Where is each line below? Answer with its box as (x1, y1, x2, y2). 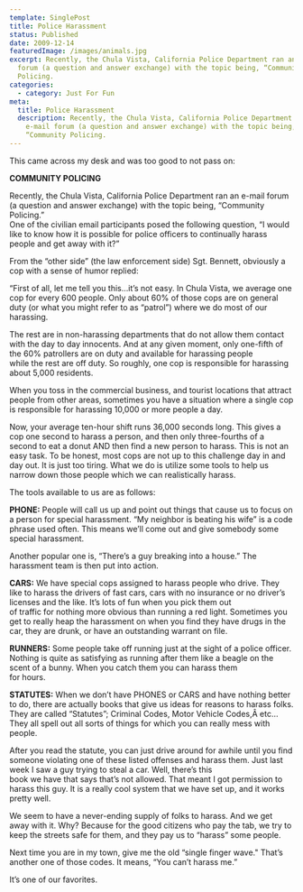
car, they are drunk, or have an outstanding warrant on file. (9, 625, 228, 636)
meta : (9, 97, 30, 106)
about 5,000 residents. (9, 367, 94, 378)
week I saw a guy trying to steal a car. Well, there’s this (9, 764, 213, 775)
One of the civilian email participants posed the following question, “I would (9, 218, 290, 230)
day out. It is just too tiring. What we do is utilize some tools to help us (9, 459, 269, 470)
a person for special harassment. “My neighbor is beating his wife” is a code (9, 513, 293, 524)
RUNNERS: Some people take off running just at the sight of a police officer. (9, 642, 292, 654)
